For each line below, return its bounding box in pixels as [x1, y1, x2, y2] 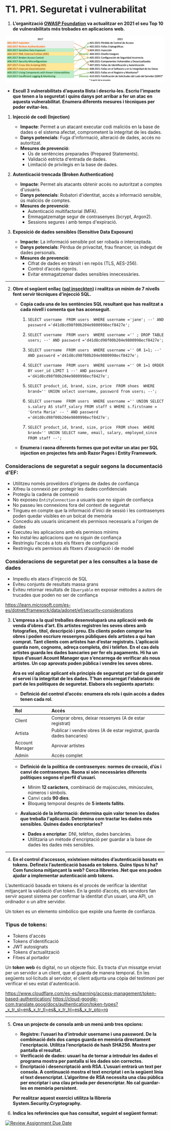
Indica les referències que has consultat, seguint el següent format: [12, 1110, 158, 1116]
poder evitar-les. [12, 104, 49, 110]
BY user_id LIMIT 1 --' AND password [27, 368, 107, 373]
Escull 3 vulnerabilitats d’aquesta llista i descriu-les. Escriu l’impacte [12, 87, 161, 94]
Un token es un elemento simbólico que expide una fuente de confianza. [5, 908, 157, 914]
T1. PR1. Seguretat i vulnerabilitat [5, 4, 147, 15]
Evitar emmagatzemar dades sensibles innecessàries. [27, 271, 140, 277]
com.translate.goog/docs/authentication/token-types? [5, 1001, 118, 1007]
